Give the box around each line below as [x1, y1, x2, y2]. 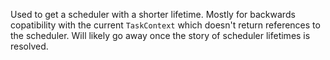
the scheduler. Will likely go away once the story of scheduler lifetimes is [10, 30, 311, 41]
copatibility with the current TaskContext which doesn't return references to [10, 19, 321, 31]
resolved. [10, 40, 49, 52]
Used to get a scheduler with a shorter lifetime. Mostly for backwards [10, 9, 296, 20]
